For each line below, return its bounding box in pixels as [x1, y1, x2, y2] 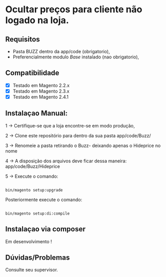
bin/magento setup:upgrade [5, 187, 63, 193]
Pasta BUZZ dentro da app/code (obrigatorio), [12, 49, 110, 54]
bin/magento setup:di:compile [5, 211, 70, 216]
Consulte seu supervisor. [5, 267, 58, 273]
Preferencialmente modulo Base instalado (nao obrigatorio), [12, 54, 139, 60]
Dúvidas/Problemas [5, 253, 70, 262]
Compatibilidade [5, 69, 60, 77]
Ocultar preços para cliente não [5, 4, 142, 15]
